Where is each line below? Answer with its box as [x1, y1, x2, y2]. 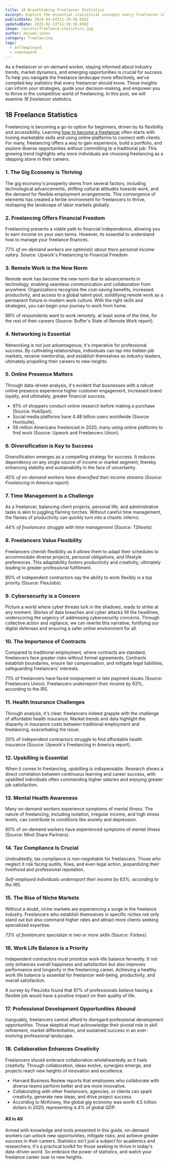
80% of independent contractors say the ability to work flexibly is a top [5, 574, 152, 580]
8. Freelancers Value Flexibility [5, 537, 82, 544]
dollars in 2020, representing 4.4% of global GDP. [12, 1104, 116, 1110]
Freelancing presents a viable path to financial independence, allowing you [5, 226, 160, 232]
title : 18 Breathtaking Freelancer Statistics [5, 7, 105, 13]
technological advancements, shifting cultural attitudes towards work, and [5, 186, 159, 192]
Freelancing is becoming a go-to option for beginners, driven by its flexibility [5, 124, 163, 130]
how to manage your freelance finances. [5, 236, 89, 243]
